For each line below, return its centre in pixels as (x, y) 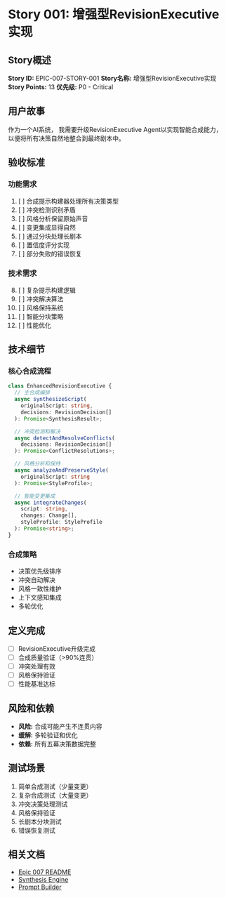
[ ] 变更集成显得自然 (47, 227)
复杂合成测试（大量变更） (55, 795)
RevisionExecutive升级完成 (57, 648)
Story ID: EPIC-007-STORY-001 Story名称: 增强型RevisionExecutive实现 (112, 78)
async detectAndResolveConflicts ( (65, 438)
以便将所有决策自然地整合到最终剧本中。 (66, 138)
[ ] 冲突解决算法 (41, 298)
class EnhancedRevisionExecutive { (60, 386)
